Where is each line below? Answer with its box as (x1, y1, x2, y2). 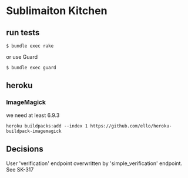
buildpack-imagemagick (6, 128, 62, 134)
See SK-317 (6, 166, 34, 173)
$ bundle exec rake (6, 43, 54, 49)
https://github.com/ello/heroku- (90, 123, 172, 129)
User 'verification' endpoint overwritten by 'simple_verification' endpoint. (6, 160, 183, 167)
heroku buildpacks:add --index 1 (6, 123, 88, 129)
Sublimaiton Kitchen (6, 4, 108, 18)
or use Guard (6, 53, 38, 60)
